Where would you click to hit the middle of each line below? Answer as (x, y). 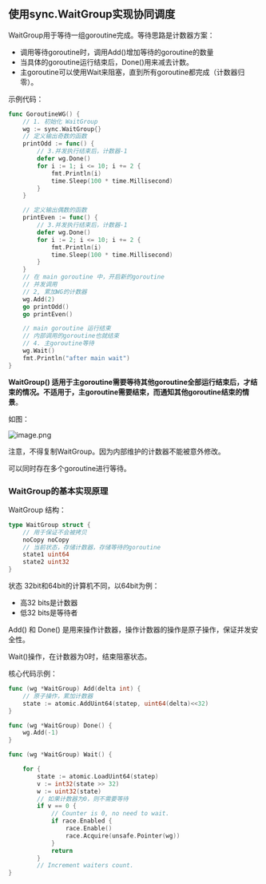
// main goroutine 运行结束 (67, 329)
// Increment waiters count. (85, 866)
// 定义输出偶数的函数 (55, 210)
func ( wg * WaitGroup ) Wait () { (60, 755)
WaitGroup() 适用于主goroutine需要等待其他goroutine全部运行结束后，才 (129, 382)
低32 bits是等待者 (49, 612)
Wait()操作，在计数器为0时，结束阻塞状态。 (80, 656)
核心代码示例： (33, 674)
